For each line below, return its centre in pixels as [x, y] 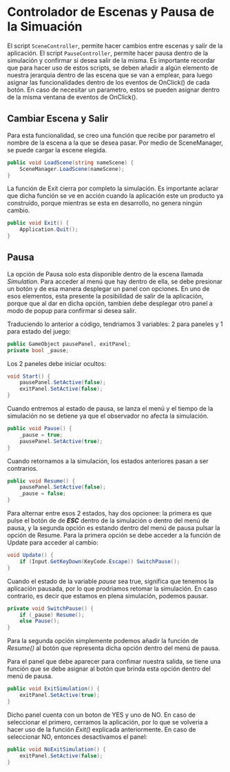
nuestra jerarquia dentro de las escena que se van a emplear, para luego [110, 75]
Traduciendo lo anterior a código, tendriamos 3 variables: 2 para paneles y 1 [115, 324]
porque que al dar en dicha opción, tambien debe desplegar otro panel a [110, 303]
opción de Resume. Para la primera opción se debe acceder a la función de [114, 536]
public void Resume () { [41, 481]
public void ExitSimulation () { [53, 689]
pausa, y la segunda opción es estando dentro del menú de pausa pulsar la [114, 528]
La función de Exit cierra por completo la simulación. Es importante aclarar [113, 189]
